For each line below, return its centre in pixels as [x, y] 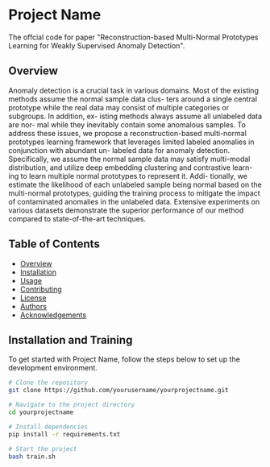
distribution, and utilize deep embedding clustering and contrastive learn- [131, 167]
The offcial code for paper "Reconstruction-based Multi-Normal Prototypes [133, 37]
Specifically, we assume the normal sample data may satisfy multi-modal [129, 159]
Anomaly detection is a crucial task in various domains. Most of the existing [134, 90]
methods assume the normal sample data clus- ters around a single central [133, 99]
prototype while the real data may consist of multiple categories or [119, 107]
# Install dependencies [48, 427]
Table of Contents [54, 244]
